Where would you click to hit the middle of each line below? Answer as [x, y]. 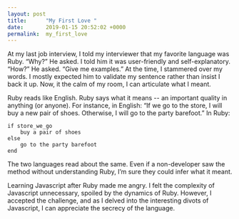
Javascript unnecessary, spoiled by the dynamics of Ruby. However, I [110, 193]
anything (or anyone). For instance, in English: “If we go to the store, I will [115, 106]
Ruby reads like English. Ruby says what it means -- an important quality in [117, 98]
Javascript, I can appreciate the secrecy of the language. [91, 208]
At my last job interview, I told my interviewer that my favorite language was [118, 54]
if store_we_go [30, 126]
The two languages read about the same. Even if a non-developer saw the [116, 164]
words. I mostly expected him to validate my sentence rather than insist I [114, 77]
